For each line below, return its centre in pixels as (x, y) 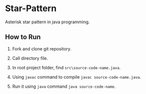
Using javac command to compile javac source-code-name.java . (77, 77)
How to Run (23, 37)
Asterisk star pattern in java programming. (47, 22)
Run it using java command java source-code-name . (64, 86)
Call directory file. (30, 58)
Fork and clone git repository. (42, 48)
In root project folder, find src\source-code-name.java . (66, 67)
